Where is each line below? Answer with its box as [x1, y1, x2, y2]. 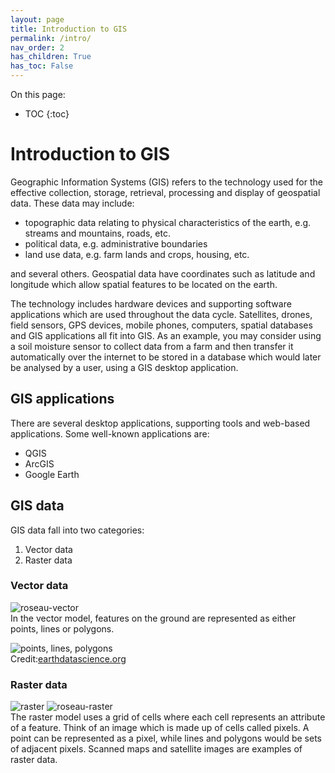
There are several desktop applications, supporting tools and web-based [10, 417, 311, 429]
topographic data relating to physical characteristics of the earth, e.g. [24, 216, 312, 228]
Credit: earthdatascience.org [10, 652, 127, 665]
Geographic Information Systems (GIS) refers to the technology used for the [10, 176, 323, 188]
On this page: [10, 89, 66, 100]
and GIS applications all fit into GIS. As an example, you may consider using [10, 329, 322, 341]
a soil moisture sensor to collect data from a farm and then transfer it [10, 340, 294, 352]
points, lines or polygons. [10, 622, 115, 635]
